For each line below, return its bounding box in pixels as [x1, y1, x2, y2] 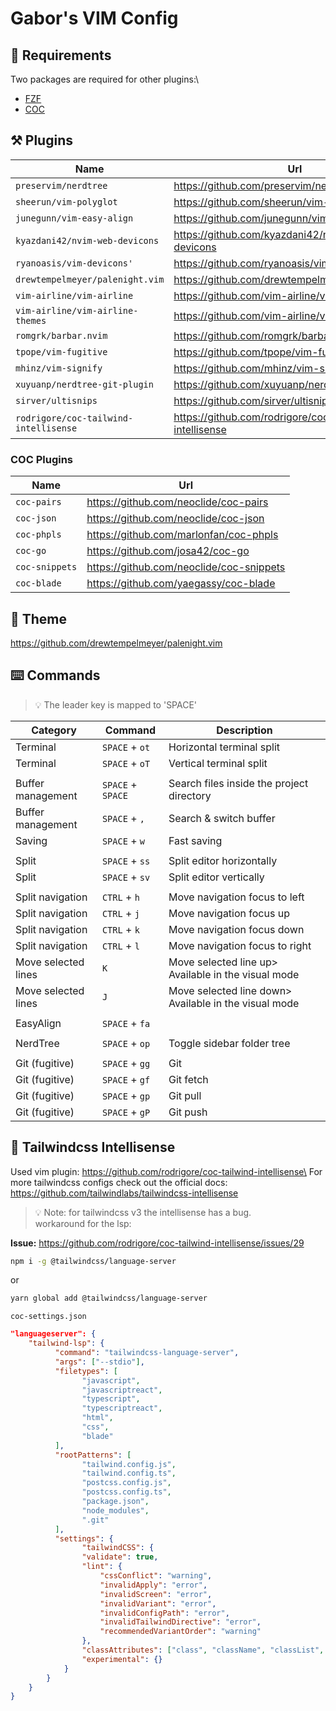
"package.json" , [81, 1497, 150, 1507]
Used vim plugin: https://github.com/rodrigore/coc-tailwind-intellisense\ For [10, 1165, 323, 1177]
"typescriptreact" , [81, 1403, 163, 1414]
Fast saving [168, 833, 223, 847]
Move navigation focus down [168, 922, 305, 936]
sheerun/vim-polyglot [15, 196, 118, 207]
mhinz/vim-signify [15, 362, 103, 374]
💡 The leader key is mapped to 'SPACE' [34, 698, 198, 711]
